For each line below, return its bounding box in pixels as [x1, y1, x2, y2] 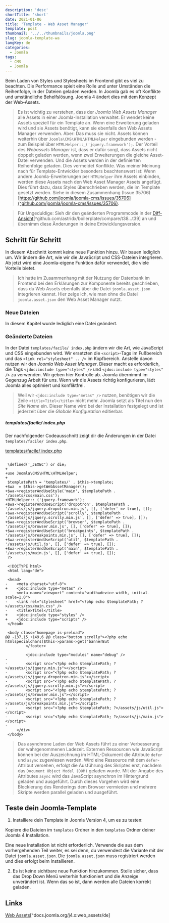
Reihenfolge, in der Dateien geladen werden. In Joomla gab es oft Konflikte [5, 89, 161, 95]
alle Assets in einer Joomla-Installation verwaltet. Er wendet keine [17, 114, 155, 120]
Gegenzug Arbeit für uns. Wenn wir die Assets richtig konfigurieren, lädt [5, 377, 155, 383]
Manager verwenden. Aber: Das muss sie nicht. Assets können [17, 130, 148, 137]
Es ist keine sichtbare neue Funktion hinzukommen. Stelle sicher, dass [12, 868, 158, 874]
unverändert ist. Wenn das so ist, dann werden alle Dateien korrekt [12, 878, 151, 885]
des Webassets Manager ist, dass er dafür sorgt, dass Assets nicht [17, 147, 157, 153]
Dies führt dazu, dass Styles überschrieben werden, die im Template [17, 184, 160, 190]
